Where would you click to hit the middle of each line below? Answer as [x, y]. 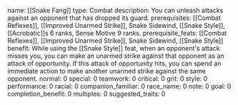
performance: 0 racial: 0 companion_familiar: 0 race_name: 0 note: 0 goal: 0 [119, 86]
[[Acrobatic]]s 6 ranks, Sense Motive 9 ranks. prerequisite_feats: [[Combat [117, 33]
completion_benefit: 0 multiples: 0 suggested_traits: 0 [86, 94]
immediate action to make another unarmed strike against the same [106, 71]
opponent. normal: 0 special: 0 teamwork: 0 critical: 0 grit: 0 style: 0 [108, 79]
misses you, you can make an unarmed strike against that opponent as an [116, 56]
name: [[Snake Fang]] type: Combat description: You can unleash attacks [115, 10]
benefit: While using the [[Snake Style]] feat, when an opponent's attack [114, 48]
